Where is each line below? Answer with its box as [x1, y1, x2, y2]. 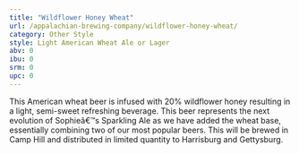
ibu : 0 [9, 55, 34, 64]
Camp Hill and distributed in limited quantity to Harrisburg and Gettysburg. [9, 133, 284, 144]
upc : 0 [9, 72, 34, 81]
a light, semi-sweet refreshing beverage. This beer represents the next [9, 105, 270, 116]
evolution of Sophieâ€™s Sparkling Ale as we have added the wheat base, [9, 115, 282, 125]
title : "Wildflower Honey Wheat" [9, 13, 134, 22]
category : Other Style [9, 30, 94, 38]
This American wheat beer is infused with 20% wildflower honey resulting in [9, 96, 291, 107]
